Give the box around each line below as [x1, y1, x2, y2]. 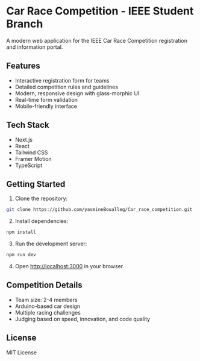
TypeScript [14, 162, 43, 169]
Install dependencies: [14, 218, 69, 225]
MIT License [6, 348, 37, 356]
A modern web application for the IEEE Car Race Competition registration [6, 37, 188, 44]
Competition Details [6, 280, 83, 290]
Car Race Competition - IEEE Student [6, 4, 194, 18]
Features [6, 61, 40, 71]
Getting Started [6, 179, 66, 189]
